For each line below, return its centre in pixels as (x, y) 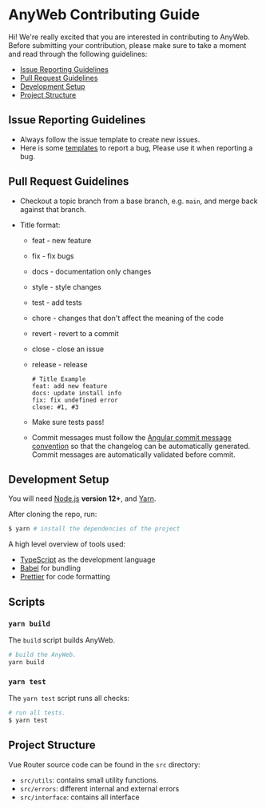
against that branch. (53, 209)
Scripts (27, 602)
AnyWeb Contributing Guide (104, 15)
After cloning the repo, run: (53, 515)
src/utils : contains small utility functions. (89, 780)
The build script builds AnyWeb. (62, 640)
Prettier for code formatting (65, 577)
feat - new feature (62, 240)
